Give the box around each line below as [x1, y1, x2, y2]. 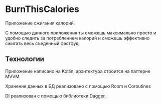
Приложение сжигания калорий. [5, 20, 75, 26]
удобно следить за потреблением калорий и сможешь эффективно [5, 35, 150, 41]
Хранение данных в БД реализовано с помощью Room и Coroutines [5, 83, 151, 89]
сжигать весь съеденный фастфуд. [5, 40, 80, 46]
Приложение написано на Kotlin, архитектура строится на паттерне [5, 68, 150, 74]
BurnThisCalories [5, 3, 79, 15]
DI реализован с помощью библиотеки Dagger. [5, 92, 106, 98]
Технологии [5, 55, 44, 63]
